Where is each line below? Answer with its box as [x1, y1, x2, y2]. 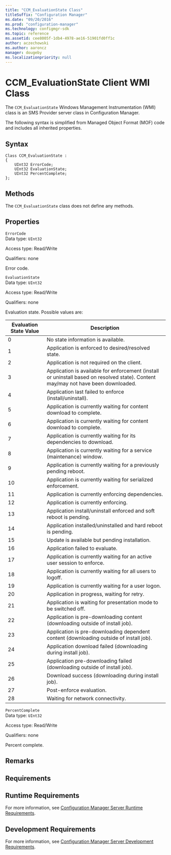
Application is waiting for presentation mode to [46, 598, 159, 606]
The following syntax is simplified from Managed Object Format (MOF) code [5, 120, 165, 126]
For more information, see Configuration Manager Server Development [5, 838, 154, 845]
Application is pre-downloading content [46, 613, 142, 620]
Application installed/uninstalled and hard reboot [46, 522, 163, 529]
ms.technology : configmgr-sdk [5, 26, 70, 32]
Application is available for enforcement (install [46, 367, 159, 374]
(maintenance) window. [46, 453, 103, 460]
